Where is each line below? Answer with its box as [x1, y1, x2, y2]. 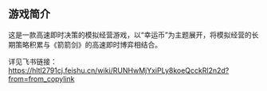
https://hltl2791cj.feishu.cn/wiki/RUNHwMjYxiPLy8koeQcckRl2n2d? [8, 66, 230, 75]
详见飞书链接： [8, 56, 57, 66]
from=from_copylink [8, 74, 75, 83]
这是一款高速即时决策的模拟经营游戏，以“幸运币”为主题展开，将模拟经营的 [8, 30, 253, 40]
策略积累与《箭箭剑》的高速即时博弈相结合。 [14, 40, 162, 49]
